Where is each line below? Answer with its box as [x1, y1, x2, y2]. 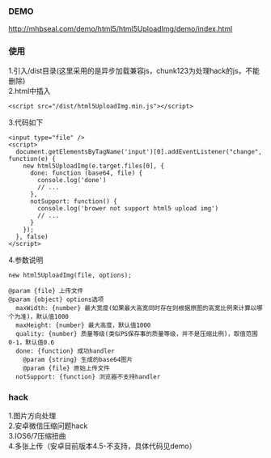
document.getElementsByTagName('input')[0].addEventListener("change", [15, 147, 263, 155]
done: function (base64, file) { [29, 168, 143, 177]
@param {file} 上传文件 [8, 286, 83, 295]
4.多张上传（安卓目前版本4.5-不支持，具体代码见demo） [8, 441, 197, 451]
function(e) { [8, 155, 57, 163]
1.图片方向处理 [8, 410, 57, 420]
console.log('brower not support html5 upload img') [37, 204, 219, 212]
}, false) [15, 232, 49, 240]
